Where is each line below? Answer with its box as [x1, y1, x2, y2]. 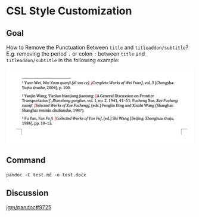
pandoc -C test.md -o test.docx [6, 172, 86, 178]
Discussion [6, 188, 49, 198]
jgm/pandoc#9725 [6, 204, 52, 211]
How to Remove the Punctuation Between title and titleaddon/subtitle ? [6, 44, 189, 51]
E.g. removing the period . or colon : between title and [6, 50, 145, 57]
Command [6, 155, 46, 166]
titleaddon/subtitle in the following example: [6, 57, 120, 63]
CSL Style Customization [6, 4, 132, 18]
